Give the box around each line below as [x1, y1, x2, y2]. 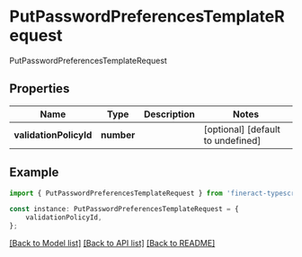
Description [143, 108, 195, 120]
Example [9, 164, 59, 181]
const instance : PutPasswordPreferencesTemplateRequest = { [9, 205, 240, 214]
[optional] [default [203, 123, 280, 136]
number [100, 128, 136, 141]
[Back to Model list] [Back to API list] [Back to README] [9, 238, 216, 249]
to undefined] [203, 134, 262, 146]
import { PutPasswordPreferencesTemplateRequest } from [9, 189, 223, 198]
